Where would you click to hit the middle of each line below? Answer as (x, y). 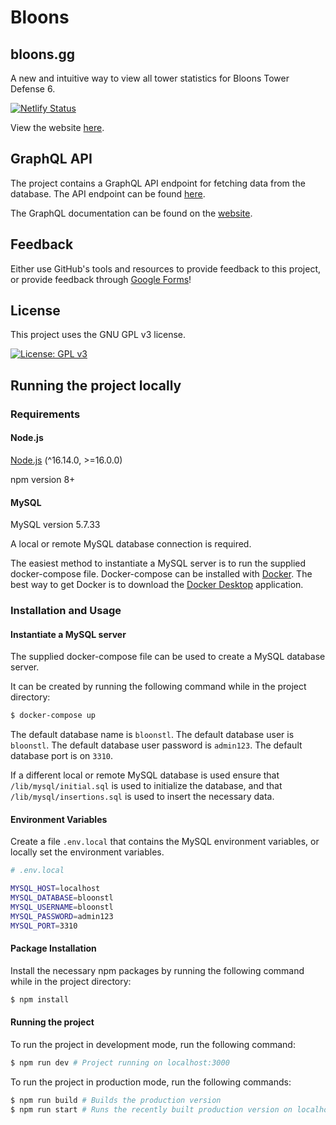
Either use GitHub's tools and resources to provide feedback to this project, (165, 268)
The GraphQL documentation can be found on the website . (131, 213)
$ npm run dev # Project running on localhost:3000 (120, 1062)
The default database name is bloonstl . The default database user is (152, 735)
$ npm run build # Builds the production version (116, 1100)
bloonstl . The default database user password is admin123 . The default (156, 745)
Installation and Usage (66, 611)
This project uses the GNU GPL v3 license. (98, 335)
